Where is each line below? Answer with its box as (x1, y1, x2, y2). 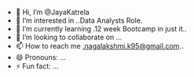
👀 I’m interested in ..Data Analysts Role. (15, 16, 143, 25)
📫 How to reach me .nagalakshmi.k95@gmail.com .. (15, 42, 184, 50)
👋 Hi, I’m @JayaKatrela (15, 8, 90, 16)
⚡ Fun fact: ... (15, 61, 59, 71)
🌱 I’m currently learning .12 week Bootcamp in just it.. (15, 24, 187, 33)
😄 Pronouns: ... (15, 53, 67, 62)
